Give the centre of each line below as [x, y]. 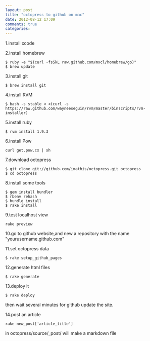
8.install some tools [25, 183]
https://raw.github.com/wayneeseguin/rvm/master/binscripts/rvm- [75, 109]
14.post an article [23, 315]
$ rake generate [22, 277]
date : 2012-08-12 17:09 [30, 19]
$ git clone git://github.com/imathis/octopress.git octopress [73, 169]
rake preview [19, 224]
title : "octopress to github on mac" [45, 15]
